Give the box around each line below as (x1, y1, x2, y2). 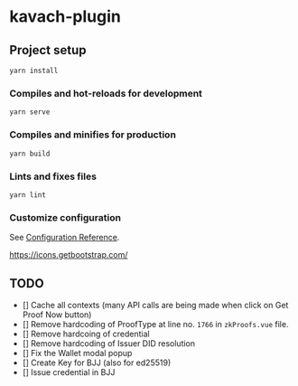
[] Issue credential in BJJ (22, 367, 116, 377)
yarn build (9, 149, 51, 158)
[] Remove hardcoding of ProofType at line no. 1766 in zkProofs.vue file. (22, 319, 289, 329)
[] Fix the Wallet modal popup (22, 348, 133, 358)
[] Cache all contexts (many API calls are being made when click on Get (22, 300, 289, 310)
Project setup (9, 42, 88, 58)
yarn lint (9, 190, 47, 200)
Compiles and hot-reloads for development (9, 87, 203, 99)
